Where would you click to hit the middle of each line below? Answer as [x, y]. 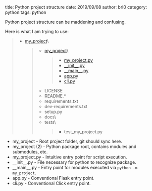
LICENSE [53, 91]
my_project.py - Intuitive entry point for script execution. [70, 157]
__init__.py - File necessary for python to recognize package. [74, 162]
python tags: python [26, 12]
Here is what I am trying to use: [37, 31]
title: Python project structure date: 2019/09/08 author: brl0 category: [76, 7]
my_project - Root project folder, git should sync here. [67, 141]
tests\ [50, 122]
